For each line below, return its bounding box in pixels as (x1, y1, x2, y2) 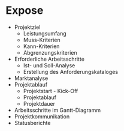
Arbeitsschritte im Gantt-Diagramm (14, 106, 101, 114)
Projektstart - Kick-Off (23, 87, 78, 94)
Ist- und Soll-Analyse (23, 61, 75, 69)
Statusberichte (14, 119, 51, 126)
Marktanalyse (14, 75, 49, 82)
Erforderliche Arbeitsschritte (14, 55, 85, 62)
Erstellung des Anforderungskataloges (23, 68, 118, 75)
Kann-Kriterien (23, 43, 60, 50)
